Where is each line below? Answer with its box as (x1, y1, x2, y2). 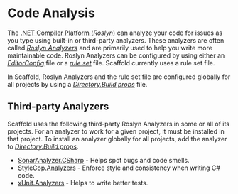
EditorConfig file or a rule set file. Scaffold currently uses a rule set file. (7, 58, 215, 67)
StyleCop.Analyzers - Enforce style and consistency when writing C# (17, 163, 220, 172)
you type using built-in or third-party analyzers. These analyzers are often (7, 36, 225, 44)
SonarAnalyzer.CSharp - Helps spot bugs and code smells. (17, 156, 190, 164)
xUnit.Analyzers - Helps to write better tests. (17, 178, 148, 187)
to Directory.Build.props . (7, 142, 79, 151)
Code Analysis (7, 5, 96, 21)
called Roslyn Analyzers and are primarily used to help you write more (7, 43, 213, 52)
